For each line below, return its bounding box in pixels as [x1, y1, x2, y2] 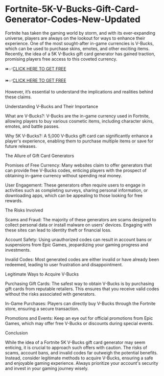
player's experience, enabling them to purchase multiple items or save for [5, 138, 154, 144]
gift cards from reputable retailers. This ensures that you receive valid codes [5, 285, 159, 292]
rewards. [5, 197, 23, 204]
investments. [5, 247, 31, 253]
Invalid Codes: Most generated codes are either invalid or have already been [5, 256, 159, 262]
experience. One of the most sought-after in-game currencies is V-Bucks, [5, 40, 154, 46]
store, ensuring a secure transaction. [5, 305, 79, 311]
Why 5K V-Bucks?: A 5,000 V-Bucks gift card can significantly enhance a [5, 133, 153, 139]
